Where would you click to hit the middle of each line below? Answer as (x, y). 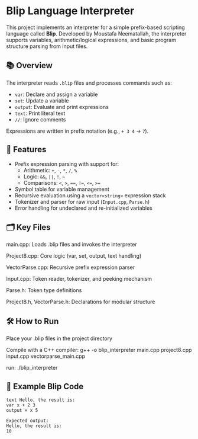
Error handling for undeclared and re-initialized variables (83, 208)
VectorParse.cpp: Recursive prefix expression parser (70, 267)
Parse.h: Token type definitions (44, 290)
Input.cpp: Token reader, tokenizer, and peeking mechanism (79, 279)
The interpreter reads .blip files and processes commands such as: (89, 83)
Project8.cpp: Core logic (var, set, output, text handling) (74, 256)
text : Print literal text (40, 113)
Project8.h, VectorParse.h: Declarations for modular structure (81, 302)
